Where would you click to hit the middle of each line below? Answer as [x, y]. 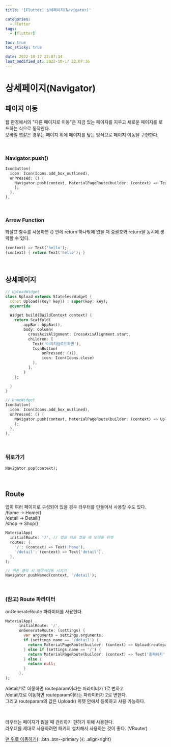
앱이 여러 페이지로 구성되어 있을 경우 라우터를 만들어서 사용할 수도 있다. [76, 507]
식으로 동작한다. [34, 128]
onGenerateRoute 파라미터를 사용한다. [44, 611]
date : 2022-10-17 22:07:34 [34, 57]
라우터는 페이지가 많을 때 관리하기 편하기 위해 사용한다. [60, 722]
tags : [11, 29]
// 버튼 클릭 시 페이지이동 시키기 [36, 571]
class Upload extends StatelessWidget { [49, 297]
